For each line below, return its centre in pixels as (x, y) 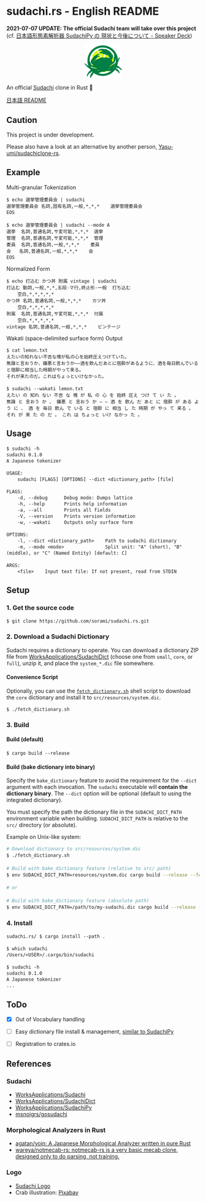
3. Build (18, 725)
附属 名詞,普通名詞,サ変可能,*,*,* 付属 (55, 314)
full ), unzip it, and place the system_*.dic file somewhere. (81, 663)
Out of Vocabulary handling (50, 1019)
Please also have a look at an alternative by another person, (82, 147)
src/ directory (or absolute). (42, 825)
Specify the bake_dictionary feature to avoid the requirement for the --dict (102, 780)
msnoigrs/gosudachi (41, 1114)
